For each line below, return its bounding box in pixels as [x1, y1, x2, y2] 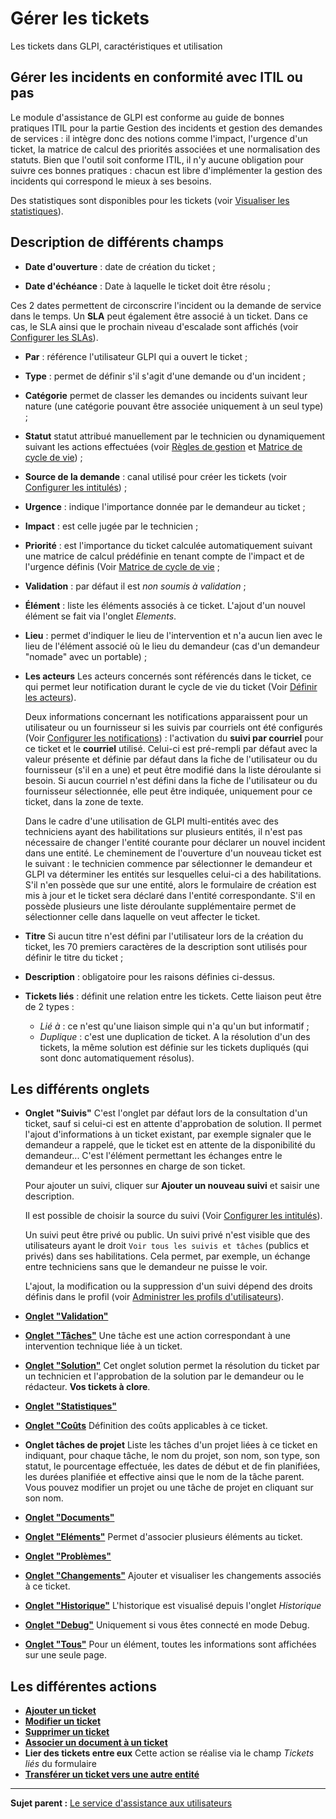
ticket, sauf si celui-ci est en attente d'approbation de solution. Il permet [24, 1118, 322, 1130]
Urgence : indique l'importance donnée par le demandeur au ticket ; [24, 500, 306, 512]
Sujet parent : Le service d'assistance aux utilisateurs [10, 1797, 233, 1809]
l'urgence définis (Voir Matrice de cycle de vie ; [24, 560, 220, 572]
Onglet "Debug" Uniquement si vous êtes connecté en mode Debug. [24, 1619, 310, 1631]
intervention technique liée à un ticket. [24, 1340, 183, 1352]
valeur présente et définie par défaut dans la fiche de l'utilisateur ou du [24, 753, 318, 765]
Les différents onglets [10, 1080, 150, 1097]
